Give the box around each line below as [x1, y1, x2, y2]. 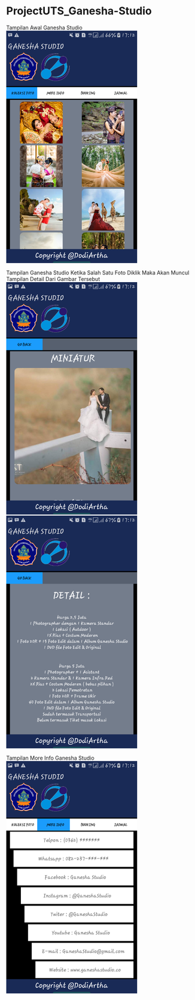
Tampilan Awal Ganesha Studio [6, 24, 83, 31]
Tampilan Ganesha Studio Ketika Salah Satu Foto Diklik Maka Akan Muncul [6, 269, 190, 276]
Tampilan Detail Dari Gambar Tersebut [6, 276, 100, 283]
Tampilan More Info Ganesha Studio [6, 754, 95, 762]
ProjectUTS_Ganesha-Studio [6, 4, 152, 18]
